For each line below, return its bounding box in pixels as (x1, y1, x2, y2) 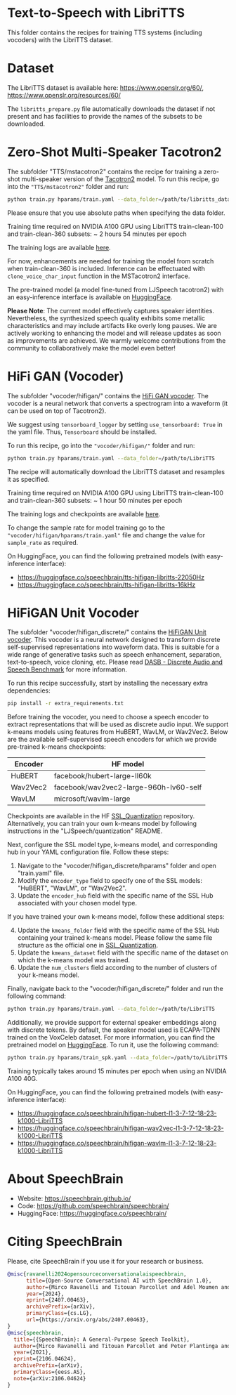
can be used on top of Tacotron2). (7, 406, 107, 415)
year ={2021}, (13, 1349, 52, 1356)
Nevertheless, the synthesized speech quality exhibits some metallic (7, 314, 206, 322)
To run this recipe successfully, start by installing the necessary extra (7, 679, 209, 688)
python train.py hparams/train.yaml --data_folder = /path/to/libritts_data (7, 195, 231, 203)
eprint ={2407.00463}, (25, 1297, 90, 1304)
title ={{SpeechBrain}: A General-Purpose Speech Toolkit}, (13, 1336, 190, 1343)
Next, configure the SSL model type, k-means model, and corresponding (7, 841, 218, 849)
